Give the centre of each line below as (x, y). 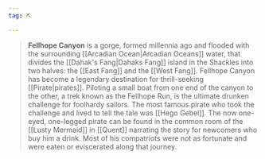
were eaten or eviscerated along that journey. (102, 146)
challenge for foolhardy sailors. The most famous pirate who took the (141, 104)
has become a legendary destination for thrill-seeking (116, 79)
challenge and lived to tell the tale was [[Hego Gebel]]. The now (132, 113)
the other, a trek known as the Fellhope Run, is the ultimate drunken (138, 95)
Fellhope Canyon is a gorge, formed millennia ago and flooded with (138, 45)
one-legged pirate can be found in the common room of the (146, 121)
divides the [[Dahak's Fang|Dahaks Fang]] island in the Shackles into (140, 62)
